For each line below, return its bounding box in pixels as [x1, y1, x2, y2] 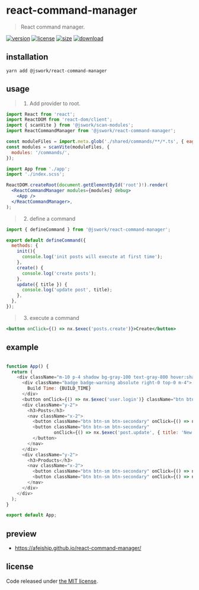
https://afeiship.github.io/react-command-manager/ [14, 545, 142, 552]
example [6, 343, 39, 353]
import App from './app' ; [6, 166, 70, 172]
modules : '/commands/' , [11, 149, 70, 155]
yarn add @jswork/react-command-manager [6, 68, 108, 74]
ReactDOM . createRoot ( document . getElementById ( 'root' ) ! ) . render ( [6, 182, 168, 188]
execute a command [29, 314, 80, 321]
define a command [29, 215, 76, 222]
